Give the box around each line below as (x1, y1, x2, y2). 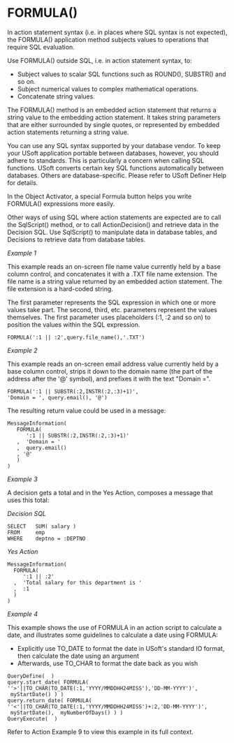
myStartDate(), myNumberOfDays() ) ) (10, 709, 124, 716)
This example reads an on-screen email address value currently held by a (7, 360, 219, 368)
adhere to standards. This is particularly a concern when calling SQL (7, 156, 205, 165)
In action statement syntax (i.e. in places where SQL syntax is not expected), (7, 28, 228, 36)
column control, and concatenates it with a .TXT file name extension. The (7, 270, 218, 278)
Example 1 (7, 249, 37, 257)
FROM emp (7, 529, 45, 536)
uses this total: (7, 496, 50, 504)
